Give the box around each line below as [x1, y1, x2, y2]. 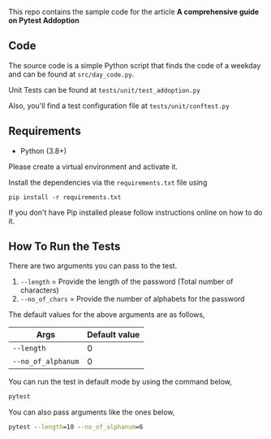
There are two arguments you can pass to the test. [8, 261, 178, 271]
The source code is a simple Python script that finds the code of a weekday [8, 60, 261, 70]
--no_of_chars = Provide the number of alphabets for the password [19, 294, 245, 304]
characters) [19, 285, 59, 295]
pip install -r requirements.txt [8, 193, 122, 202]
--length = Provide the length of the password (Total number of [19, 276, 234, 287]
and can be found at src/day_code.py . [8, 69, 135, 79]
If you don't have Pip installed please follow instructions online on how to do [8, 207, 263, 217]
